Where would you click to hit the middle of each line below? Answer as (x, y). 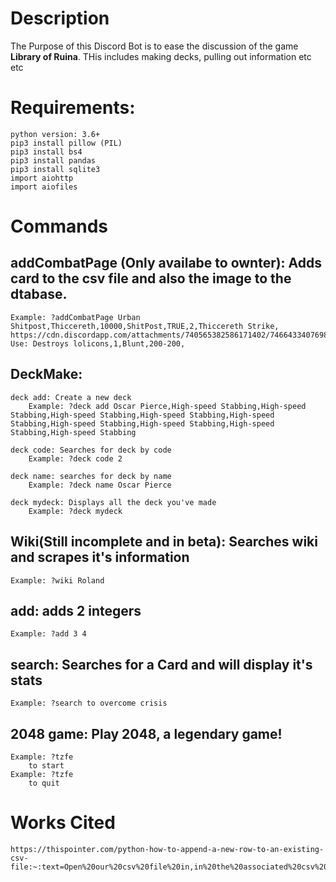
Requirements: (73, 108)
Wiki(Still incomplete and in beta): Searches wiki (164, 542)
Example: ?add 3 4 (48, 634)
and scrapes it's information (100, 557)
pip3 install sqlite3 (55, 169)
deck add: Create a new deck (71, 397)
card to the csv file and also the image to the (151, 278)
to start (46, 765)
